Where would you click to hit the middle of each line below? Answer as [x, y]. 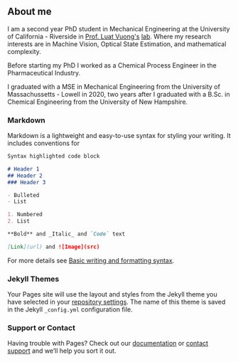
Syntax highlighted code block [54, 156]
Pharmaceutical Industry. [44, 73]
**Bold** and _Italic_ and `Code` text [66, 234]
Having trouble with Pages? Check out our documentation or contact [108, 344]
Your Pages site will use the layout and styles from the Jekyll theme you [113, 294]
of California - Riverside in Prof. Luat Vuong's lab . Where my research [109, 36]
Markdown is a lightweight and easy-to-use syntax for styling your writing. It [119, 136]
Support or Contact [42, 328]
